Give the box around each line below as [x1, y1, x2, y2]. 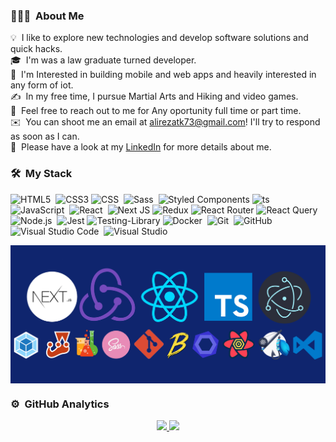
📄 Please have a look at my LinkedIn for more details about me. [10, 141, 272, 153]
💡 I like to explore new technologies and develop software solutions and [10, 32, 309, 44]
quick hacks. [10, 43, 63, 55]
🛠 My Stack [10, 167, 73, 181]
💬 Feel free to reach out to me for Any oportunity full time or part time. [10, 105, 302, 117]
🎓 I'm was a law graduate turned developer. [10, 54, 197, 66]
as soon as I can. [10, 130, 80, 143]
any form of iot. [10, 79, 74, 91]
